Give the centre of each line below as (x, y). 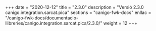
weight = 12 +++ (120, 23)
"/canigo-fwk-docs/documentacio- (42, 18)
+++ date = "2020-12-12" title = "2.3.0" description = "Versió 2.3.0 (74, 7)
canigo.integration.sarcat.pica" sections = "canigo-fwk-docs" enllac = (78, 12)
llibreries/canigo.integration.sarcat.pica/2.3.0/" (54, 23)
